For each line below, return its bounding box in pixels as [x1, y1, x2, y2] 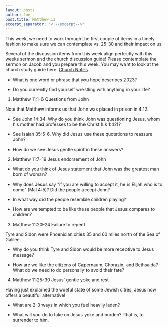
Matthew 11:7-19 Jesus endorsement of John [12, 156, 106, 162]
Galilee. [5, 237, 21, 243]
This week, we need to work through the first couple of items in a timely [5, 35, 155, 42]
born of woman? [12, 171, 47, 177]
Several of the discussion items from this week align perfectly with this [5, 51, 153, 57]
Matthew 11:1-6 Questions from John [12, 96, 89, 102]
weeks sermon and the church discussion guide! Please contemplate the [5, 56, 157, 62]
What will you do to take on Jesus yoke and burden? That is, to [12, 312, 144, 318]
